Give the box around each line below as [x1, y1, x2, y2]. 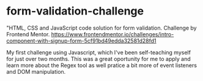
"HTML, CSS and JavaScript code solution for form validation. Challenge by [6, 24, 197, 31]
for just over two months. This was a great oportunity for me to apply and [6, 55, 191, 62]
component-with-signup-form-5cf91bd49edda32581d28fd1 [6, 37, 157, 44]
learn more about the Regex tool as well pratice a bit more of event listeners [6, 62, 197, 69]
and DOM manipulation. [6, 68, 66, 75]
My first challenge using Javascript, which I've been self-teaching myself [6, 48, 191, 56]
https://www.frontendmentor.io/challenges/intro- [51, 30, 174, 37]
